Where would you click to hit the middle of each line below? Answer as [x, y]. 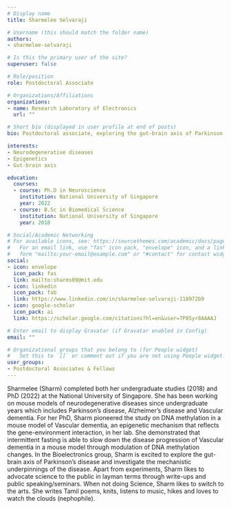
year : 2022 [35, 203]
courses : [26, 184]
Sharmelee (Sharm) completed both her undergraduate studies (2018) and [112, 388]
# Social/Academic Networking [51, 235]
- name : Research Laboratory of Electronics [72, 108]
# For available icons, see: [49, 241]
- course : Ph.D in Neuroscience [60, 190]
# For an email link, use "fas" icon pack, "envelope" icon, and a [109, 248]
